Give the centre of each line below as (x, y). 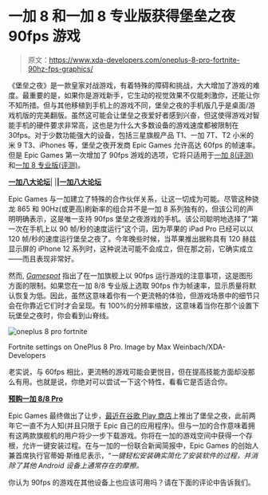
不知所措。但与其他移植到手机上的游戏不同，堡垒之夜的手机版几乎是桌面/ (128, 105)
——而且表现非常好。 (43, 258)
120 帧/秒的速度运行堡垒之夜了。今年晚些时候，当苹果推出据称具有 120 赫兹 (132, 238)
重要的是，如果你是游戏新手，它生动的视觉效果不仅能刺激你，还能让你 (144, 95)
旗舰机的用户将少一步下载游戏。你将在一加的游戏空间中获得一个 (140, 435)
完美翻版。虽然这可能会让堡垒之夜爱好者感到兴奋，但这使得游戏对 (144, 115)
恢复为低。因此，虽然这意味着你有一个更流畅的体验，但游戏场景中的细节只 (137, 295)
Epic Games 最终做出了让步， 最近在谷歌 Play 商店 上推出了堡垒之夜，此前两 (132, 415)
